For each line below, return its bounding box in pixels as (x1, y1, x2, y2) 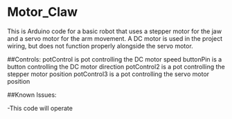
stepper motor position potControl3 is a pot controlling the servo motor (7, 70, 210, 78)
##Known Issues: (7, 91, 57, 99)
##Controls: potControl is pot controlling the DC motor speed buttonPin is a (7, 55, 222, 63)
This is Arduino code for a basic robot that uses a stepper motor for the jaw (7, 27, 222, 35)
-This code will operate (7, 104, 73, 112)
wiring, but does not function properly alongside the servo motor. (7, 42, 194, 50)
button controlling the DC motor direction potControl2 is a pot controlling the (7, 62, 225, 71)
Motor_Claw (7, 4, 78, 20)
